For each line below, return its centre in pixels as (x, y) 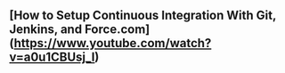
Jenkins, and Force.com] (80, 30)
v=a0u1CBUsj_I (52, 57)
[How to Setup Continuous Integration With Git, (143, 16)
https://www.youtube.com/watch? (113, 43)
